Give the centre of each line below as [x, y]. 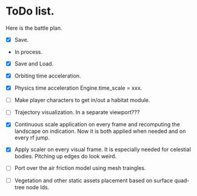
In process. [28, 52]
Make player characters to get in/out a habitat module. [82, 100]
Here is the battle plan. [34, 28]
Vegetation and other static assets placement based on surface [94, 180]
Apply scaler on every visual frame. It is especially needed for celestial [103, 149]
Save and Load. [34, 64]
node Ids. [38, 187]
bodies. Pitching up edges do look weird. [65, 157]
